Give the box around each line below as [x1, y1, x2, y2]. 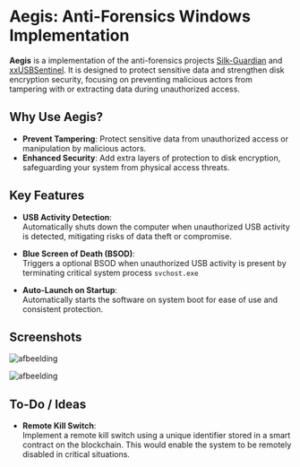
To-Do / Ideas [9, 396, 87, 411]
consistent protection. [21, 303, 104, 315]
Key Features [9, 188, 85, 203]
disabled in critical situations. [21, 449, 130, 460]
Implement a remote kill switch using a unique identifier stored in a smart [21, 430, 291, 441]
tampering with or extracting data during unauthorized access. [9, 83, 240, 94]
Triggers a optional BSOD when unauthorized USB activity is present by [21, 257, 287, 268]
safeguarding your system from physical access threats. [21, 161, 230, 172]
